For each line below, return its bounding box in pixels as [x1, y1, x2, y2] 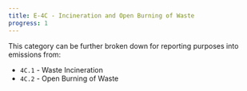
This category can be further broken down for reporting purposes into [8, 41, 239, 50]
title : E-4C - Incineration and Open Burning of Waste [8, 11, 195, 20]
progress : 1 [8, 19, 48, 27]
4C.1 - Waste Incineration [19, 65, 104, 74]
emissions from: [8, 49, 62, 59]
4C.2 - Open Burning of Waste [19, 73, 119, 83]
